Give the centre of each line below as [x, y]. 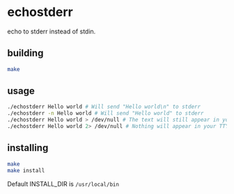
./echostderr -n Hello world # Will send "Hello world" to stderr [106, 113]
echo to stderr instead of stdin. [52, 31]
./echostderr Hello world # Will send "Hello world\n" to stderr [104, 107]
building [25, 53]
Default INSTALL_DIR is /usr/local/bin [63, 184]
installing [28, 148]
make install [26, 170]
